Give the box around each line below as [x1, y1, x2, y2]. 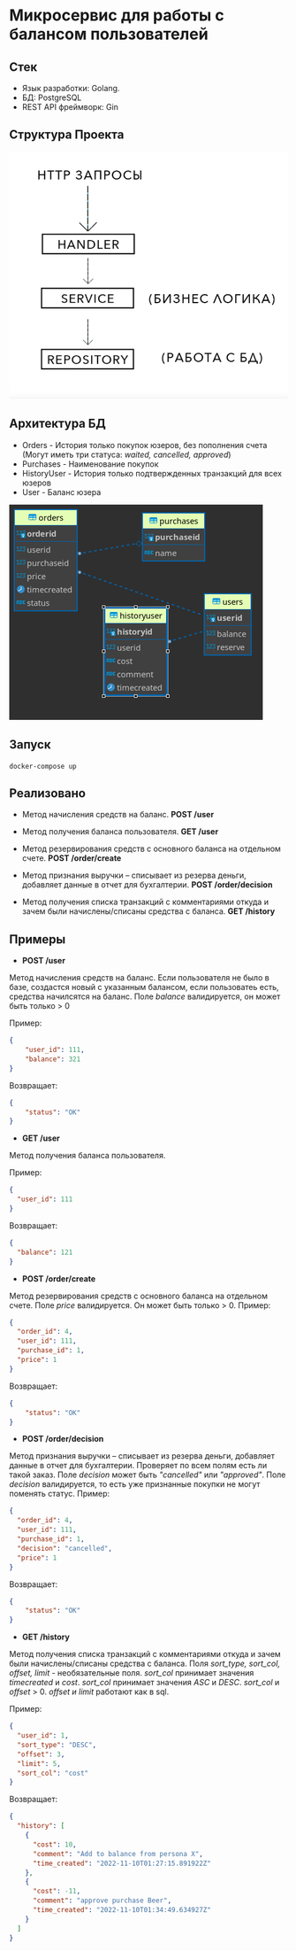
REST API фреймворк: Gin [21, 102, 119, 112]
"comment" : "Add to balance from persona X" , [32, 1849, 203, 1858]
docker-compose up [9, 762, 77, 770]
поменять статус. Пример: [9, 1489, 110, 1499]
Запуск [9, 737, 51, 753]
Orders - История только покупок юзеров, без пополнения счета [21, 439, 268, 450]
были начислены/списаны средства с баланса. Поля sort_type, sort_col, [9, 1658, 281, 1669]
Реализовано [9, 786, 87, 801]
